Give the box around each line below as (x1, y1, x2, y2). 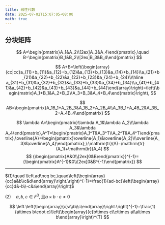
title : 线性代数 (5, 7, 35, 12)
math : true (5, 16, 27, 21)
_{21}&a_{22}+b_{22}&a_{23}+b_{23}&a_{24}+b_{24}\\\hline (22, 74, 143, 80)
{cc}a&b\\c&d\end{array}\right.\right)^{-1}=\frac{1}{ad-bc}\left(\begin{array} (5, 178, 160, 184)
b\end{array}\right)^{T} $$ (55, 214, 110, 220)
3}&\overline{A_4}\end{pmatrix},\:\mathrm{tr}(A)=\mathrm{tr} (20, 141, 145, 147)
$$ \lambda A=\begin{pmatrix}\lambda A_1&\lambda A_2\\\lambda (16, 120, 149, 126)
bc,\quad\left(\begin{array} (50, 173, 106, 179)
